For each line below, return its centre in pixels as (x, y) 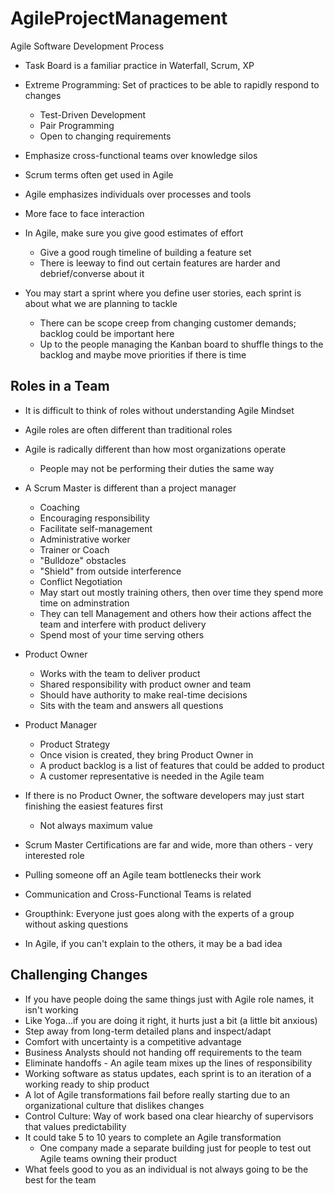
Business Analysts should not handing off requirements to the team (163, 1052)
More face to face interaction (84, 213)
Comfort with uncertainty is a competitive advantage (133, 1041)
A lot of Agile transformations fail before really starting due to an (157, 1094)
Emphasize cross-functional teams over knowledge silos (141, 155)
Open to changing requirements (105, 136)
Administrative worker (85, 539)
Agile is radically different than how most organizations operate (155, 449)
